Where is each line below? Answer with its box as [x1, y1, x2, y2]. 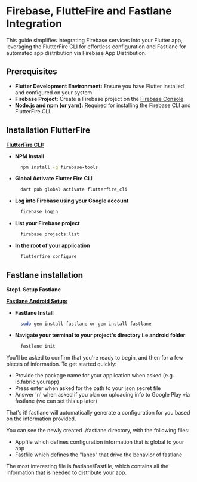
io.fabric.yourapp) [14, 378, 60, 385]
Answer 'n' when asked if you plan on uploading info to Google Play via [14, 391, 190, 398]
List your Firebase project [14, 220, 80, 227]
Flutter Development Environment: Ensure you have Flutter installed [14, 82, 184, 90]
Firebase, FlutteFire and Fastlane [6, 4, 172, 18]
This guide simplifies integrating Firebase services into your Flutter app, [6, 36, 183, 44]
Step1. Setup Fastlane [6, 285, 61, 293]
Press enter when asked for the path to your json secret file [14, 384, 161, 392]
